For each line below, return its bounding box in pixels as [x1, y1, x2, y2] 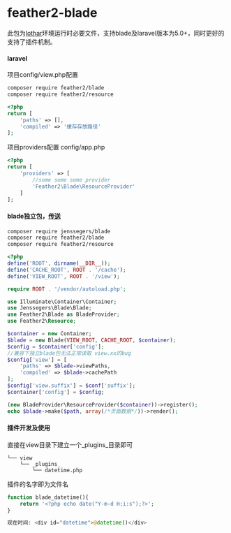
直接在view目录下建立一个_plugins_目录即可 [7, 440, 133, 448]
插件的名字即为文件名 [7, 480, 68, 488]
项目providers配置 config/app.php [7, 143, 105, 152]
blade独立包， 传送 [7, 212, 61, 220]
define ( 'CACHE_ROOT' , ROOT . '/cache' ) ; [7, 266, 127, 273]
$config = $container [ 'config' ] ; [7, 343, 105, 350]
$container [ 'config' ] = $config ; [7, 388, 105, 395]
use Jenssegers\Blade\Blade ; [7, 305, 92, 312]
